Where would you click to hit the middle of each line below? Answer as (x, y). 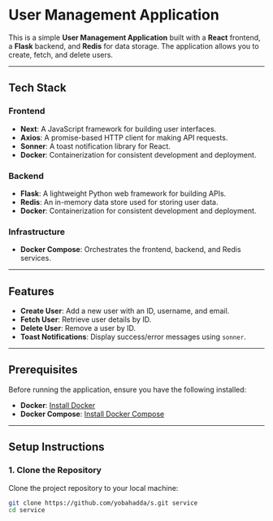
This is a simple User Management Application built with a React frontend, (135, 37)
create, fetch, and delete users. (61, 54)
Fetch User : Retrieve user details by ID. (86, 319)
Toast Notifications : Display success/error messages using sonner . (133, 337)
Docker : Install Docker (58, 405)
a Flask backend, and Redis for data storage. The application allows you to (134, 46)
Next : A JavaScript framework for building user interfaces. (118, 128)
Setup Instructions (56, 447)
